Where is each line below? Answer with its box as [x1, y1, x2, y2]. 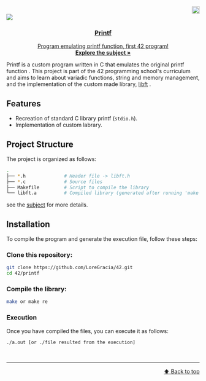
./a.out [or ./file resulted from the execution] [6, 339, 136, 345]
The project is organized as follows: [6, 155, 97, 162]
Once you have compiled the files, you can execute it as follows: [6, 327, 169, 334]
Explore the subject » [75, 49, 131, 57]
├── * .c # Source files [6, 178, 103, 185]
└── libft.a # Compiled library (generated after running [6, 190, 183, 196]
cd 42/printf [6, 270, 40, 277]
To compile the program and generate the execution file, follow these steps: [6, 235, 197, 243]
